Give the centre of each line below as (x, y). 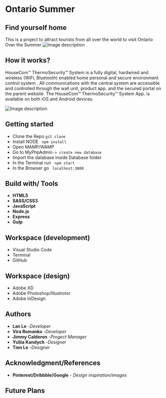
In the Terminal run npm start (43, 162)
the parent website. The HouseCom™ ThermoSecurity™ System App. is (78, 94)
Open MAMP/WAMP (33, 147)
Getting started (29, 124)
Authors (18, 314)
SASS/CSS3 (25, 201)
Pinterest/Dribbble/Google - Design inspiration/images (70, 375)
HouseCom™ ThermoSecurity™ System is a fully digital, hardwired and (77, 72)
